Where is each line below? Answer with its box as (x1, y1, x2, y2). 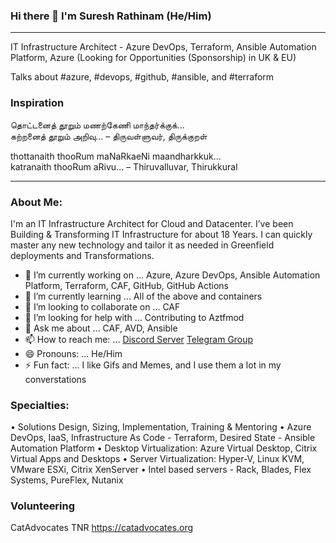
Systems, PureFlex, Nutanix (10, 474, 124, 486)
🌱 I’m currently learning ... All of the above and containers (24, 290, 263, 302)
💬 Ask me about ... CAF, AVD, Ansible (24, 322, 178, 334)
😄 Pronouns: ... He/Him (24, 347, 123, 359)
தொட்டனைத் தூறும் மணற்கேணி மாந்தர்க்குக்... (10, 119, 185, 131)
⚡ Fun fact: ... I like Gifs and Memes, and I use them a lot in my (24, 359, 282, 371)
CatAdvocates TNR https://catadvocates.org (10, 522, 194, 534)
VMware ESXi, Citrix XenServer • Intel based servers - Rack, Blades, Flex (10, 464, 312, 476)
